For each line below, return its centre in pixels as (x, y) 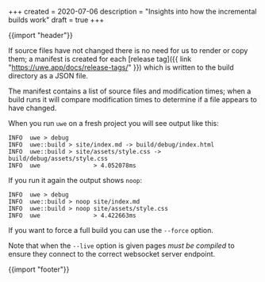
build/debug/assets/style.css (58, 158)
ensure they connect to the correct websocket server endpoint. (112, 254)
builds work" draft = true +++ (56, 20)
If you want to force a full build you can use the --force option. (111, 230)
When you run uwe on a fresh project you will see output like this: (114, 123)
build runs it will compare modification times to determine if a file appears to (133, 99)
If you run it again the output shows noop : (75, 180)
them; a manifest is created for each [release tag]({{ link (100, 59)
